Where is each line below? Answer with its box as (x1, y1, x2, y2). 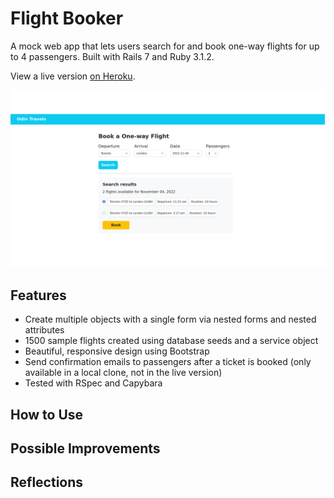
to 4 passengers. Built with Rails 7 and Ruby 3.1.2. (10, 50, 215, 62)
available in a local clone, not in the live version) (24, 367, 223, 379)
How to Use (10, 406, 84, 423)
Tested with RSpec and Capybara (24, 377, 163, 389)
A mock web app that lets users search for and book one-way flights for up (10, 40, 320, 52)
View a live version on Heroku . (10, 70, 136, 82)
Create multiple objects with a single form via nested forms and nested (24, 313, 317, 326)
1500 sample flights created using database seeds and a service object (24, 335, 319, 347)
